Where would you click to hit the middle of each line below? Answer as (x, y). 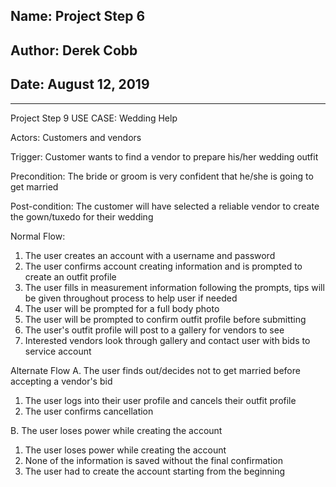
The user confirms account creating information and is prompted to (163, 266)
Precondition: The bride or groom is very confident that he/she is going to (162, 176)
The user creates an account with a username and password (150, 255)
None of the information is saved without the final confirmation (154, 460)
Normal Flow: (38, 236)
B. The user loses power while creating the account (116, 430)
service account (58, 351)
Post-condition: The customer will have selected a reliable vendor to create (165, 206)
